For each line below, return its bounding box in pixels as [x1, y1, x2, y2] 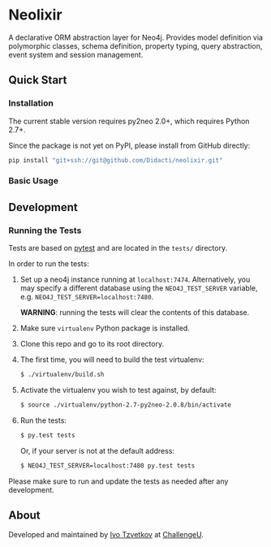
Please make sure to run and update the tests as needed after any [8, 476, 229, 486]
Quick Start [8, 73, 67, 87]
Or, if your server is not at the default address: [19, 446, 175, 455]
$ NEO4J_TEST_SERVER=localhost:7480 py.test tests [19, 461, 196, 470]
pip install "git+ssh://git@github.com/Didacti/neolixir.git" [8, 156, 223, 164]
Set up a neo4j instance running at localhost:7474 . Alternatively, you [19, 274, 251, 285]
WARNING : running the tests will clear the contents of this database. [19, 308, 250, 317]
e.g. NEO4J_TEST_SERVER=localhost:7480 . [19, 292, 154, 302]
